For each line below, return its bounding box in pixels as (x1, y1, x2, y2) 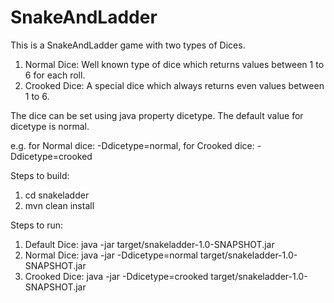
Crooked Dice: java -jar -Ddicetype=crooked (24, 270, 209, 282)
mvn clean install (24, 199, 95, 211)
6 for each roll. (24, 69, 86, 81)
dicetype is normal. (10, 120, 90, 132)
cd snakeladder (24, 189, 90, 201)
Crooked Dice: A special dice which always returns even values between (24, 79, 325, 91)
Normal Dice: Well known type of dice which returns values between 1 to (24, 58, 325, 70)
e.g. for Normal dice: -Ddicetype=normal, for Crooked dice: (10, 139, 255, 151)
